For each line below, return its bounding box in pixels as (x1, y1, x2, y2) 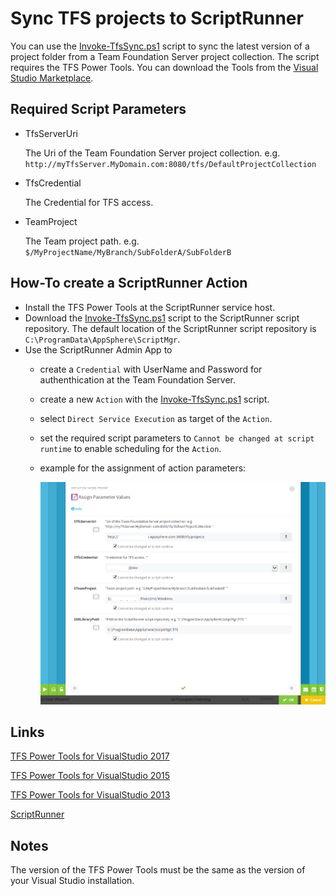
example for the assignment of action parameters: (39, 462, 247, 474)
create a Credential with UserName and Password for (39, 363, 263, 375)
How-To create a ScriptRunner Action (10, 275, 248, 292)
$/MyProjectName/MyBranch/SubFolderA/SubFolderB (24, 247, 232, 257)
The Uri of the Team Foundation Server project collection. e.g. (24, 147, 281, 159)
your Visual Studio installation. (10, 875, 135, 887)
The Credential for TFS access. (24, 196, 154, 208)
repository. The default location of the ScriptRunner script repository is (24, 322, 317, 334)
